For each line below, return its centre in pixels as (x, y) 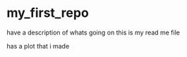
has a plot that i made (38, 46)
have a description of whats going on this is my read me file (93, 32)
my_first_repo (48, 13)
